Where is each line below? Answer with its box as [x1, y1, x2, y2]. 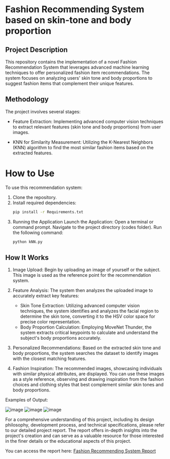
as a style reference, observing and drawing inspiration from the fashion [12, 376, 164, 382]
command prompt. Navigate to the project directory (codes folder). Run [12, 224, 162, 230]
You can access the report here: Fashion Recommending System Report [5, 448, 156, 454]
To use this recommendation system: [5, 184, 83, 190]
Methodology [5, 95, 49, 104]
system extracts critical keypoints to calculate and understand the [20, 330, 158, 336]
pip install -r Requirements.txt [12, 209, 84, 214]
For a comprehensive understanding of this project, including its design [5, 416, 155, 422]
